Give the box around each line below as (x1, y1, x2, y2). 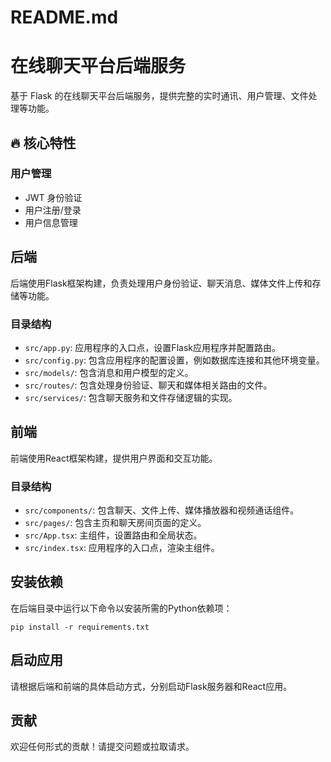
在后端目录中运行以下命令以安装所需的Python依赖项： (10, 602, 233, 614)
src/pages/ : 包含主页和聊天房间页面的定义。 (24, 517, 207, 529)
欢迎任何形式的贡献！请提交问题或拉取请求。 (10, 741, 195, 753)
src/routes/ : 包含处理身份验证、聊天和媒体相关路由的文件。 (24, 379, 273, 391)
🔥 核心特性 (10, 134, 77, 151)
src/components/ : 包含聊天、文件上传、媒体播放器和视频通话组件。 (24, 504, 300, 516)
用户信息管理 (24, 216, 78, 228)
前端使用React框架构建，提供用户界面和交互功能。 (10, 452, 218, 464)
